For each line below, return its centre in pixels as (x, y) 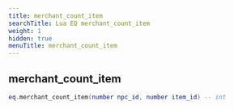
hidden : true (30, 38)
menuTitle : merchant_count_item (63, 46)
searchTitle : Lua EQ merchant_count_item (79, 23)
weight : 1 (25, 31)
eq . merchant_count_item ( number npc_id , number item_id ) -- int (117, 97)
